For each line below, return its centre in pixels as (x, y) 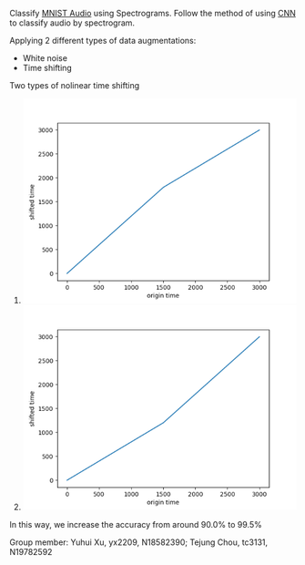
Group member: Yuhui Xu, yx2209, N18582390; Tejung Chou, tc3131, (139, 542)
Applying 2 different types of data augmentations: (103, 41)
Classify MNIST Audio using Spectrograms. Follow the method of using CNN (152, 13)
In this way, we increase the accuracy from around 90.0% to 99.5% (136, 525)
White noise (45, 58)
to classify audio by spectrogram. (72, 23)
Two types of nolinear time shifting (75, 85)
